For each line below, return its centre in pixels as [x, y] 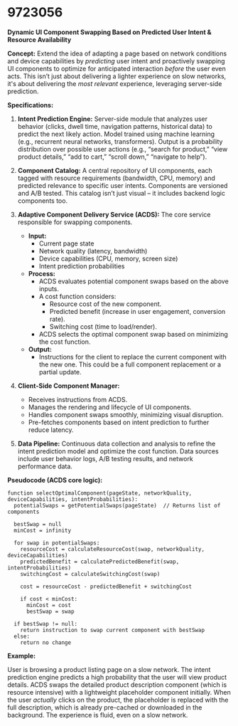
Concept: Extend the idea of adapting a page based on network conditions [117, 53]
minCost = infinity [43, 530]
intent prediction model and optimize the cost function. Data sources [118, 451]
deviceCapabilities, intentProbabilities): [73, 499]
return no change [46, 642]
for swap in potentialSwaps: [57, 543]
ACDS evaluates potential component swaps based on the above [134, 281]
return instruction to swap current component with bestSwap [112, 630]
